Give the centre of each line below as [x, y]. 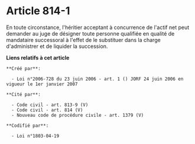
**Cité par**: [24, 94]
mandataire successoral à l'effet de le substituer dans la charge [83, 40]
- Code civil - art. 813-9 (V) [50, 105]
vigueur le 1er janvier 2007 [42, 84]
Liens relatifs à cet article [38, 57]
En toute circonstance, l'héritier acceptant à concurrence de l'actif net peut [98, 27]
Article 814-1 [38, 11]
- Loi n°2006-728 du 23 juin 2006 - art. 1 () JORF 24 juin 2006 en [97, 79]
